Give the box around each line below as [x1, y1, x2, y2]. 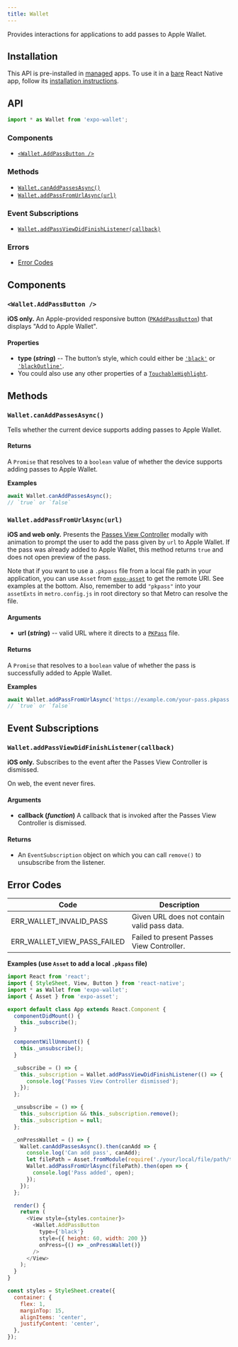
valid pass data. [132, 921, 184, 931]
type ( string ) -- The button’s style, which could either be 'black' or [17, 354, 215, 363]
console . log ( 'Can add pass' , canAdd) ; [25, 1150, 141, 1157]
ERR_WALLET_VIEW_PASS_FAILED [11, 937, 125, 947]
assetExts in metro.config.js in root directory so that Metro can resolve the [7, 589, 228, 598]
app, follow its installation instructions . [7, 77, 119, 85]
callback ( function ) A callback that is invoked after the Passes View [17, 811, 217, 820]
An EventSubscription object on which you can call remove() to [17, 851, 202, 859]
